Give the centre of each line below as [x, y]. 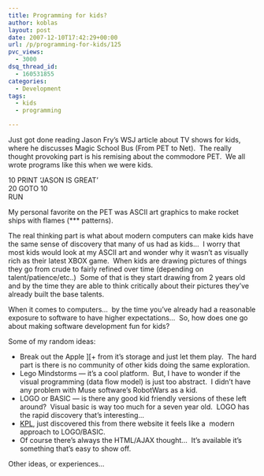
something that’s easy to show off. [75, 448]
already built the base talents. [56, 294]
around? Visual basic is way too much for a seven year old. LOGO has [134, 407]
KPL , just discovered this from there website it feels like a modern [127, 423]
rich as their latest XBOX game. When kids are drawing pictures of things [127, 261]
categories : [28, 81]
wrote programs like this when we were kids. [81, 165]
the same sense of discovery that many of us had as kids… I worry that [124, 244]
